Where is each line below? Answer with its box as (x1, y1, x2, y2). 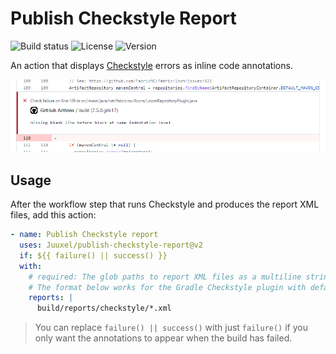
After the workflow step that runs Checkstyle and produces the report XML (10, 198, 320, 211)
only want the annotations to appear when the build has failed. (34, 332, 293, 344)
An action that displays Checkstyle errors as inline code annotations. (10, 59, 293, 71)
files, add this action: (10, 209, 97, 221)
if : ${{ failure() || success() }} (19, 250, 168, 261)
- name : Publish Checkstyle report (10, 230, 159, 240)
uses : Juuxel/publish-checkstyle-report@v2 (19, 240, 203, 251)
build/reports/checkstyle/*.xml (36, 303, 172, 314)
